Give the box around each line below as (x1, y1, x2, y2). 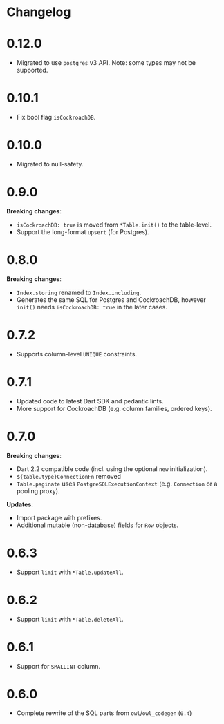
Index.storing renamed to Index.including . (16, 288, 142, 296)
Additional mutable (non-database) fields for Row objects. (16, 521, 179, 529)
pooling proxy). (16, 486, 60, 495)
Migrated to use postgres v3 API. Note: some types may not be (16, 59, 196, 67)
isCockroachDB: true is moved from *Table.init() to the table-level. (16, 220, 212, 229)
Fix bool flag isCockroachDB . (16, 113, 96, 122)
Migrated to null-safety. (16, 160, 84, 168)
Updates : (6, 500, 34, 508)
